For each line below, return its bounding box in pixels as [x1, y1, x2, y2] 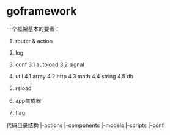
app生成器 [15, 97, 42, 104]
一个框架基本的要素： [6, 25, 60, 32]
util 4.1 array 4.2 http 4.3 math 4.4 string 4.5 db [15, 72, 134, 80]
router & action [15, 37, 53, 44]
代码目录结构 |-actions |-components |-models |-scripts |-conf [6, 122, 164, 129]
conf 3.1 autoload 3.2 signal [15, 61, 84, 68]
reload [15, 84, 32, 92]
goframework [6, 4, 77, 18]
